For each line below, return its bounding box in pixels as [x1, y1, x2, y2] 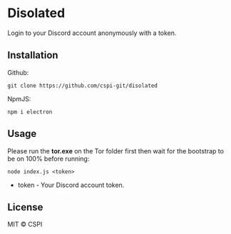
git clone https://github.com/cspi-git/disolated [7, 82, 158, 89]
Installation [7, 49, 58, 61]
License [7, 201, 43, 213]
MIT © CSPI [7, 220, 43, 229]
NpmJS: [7, 94, 31, 103]
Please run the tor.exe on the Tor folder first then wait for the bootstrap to [7, 146, 225, 155]
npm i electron [7, 108, 53, 116]
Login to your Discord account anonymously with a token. [7, 29, 177, 37]
